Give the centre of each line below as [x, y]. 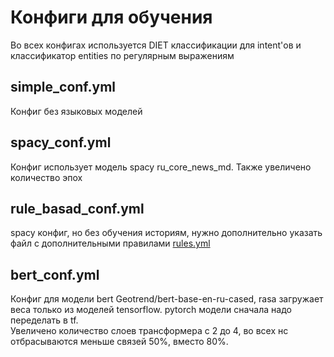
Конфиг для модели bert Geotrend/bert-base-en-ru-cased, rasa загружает [167, 299]
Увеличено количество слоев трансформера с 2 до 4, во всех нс [149, 331]
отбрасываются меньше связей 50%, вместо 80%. [119, 342]
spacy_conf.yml [61, 142]
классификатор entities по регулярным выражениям [122, 55]
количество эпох [46, 177]
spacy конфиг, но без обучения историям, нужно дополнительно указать [166, 233]
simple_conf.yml [63, 87]
